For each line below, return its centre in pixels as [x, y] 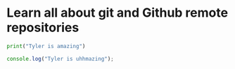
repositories [43, 28]
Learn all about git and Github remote [118, 13]
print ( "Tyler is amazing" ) [46, 46]
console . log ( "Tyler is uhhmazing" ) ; [60, 59]
